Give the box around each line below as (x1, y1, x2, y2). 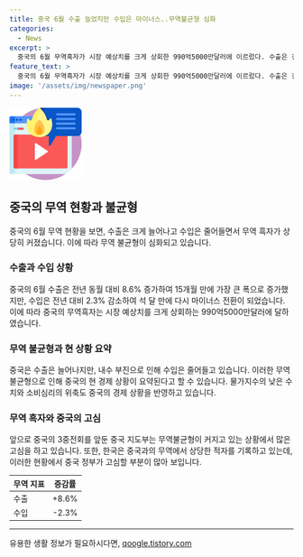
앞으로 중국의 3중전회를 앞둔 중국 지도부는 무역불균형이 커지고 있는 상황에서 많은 (9, 434, 291, 445)
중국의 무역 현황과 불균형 (9, 200, 138, 216)
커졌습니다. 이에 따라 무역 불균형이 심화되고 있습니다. (25, 237, 212, 247)
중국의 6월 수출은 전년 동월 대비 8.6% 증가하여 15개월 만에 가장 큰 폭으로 (9, 283, 265, 294)
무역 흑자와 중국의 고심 (9, 412, 102, 424)
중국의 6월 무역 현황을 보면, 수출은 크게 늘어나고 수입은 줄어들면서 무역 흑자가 (9, 226, 281, 237)
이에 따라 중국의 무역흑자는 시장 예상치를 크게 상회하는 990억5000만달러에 (9, 306, 273, 317)
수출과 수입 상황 (9, 262, 74, 274)
